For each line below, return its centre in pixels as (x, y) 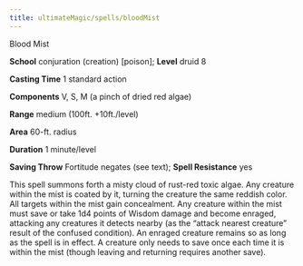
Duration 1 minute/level (53, 149)
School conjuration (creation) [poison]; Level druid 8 (108, 61)
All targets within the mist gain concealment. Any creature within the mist (146, 203)
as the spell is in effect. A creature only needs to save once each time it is (147, 242)
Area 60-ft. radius (43, 132)
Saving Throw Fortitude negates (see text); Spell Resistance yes (131, 167)
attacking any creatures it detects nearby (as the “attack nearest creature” (148, 222)
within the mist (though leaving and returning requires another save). (137, 251)
